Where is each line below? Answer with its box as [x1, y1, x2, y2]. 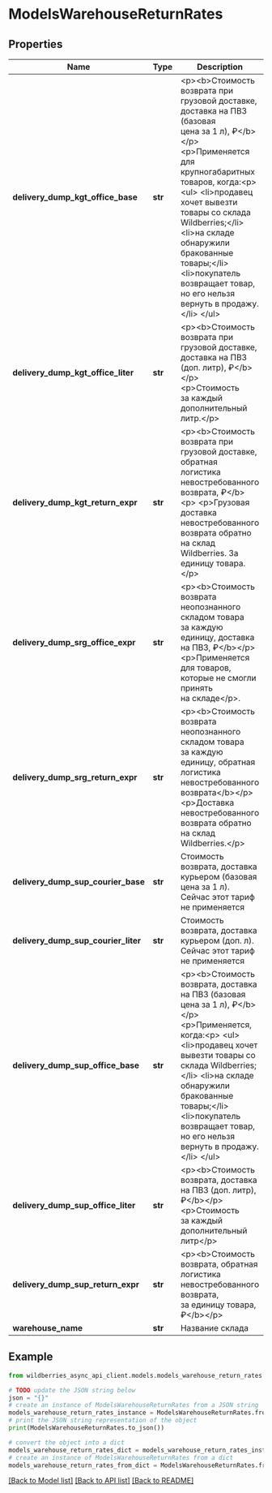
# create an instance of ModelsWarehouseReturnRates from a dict [8, 1453, 233, 1461]
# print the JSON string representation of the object [8, 1417, 198, 1425]
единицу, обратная [181, 756, 256, 768]
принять [181, 682, 213, 694]
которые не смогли [181, 673, 257, 683]
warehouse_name [12, 1323, 83, 1333]
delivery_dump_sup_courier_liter [12, 935, 142, 946]
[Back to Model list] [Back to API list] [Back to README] [8, 1476, 194, 1486]
